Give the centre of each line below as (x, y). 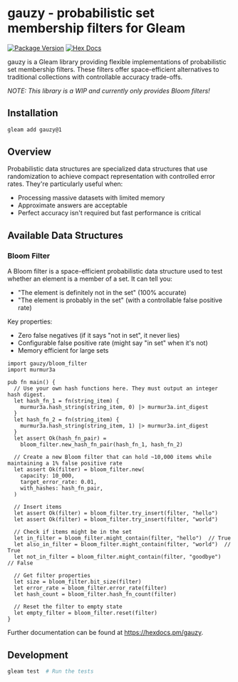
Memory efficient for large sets (63, 351)
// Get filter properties (52, 576)
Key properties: (30, 321)
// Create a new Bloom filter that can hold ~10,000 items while (113, 458)
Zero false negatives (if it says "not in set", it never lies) (99, 336)
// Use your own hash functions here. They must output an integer (116, 389)
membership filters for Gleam (96, 28)
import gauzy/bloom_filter (47, 364)
